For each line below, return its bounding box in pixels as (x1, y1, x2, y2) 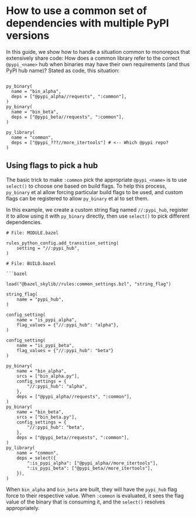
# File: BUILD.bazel (6, 260, 57, 267)
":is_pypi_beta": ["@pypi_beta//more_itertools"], (27, 465, 153, 471)
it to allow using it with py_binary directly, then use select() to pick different (6, 212, 190, 219)
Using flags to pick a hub (6, 161, 98, 171)
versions (6, 29, 50, 42)
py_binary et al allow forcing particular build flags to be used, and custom (6, 188, 183, 195)
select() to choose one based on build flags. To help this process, (6, 182, 167, 189)
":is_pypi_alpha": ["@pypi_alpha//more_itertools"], (27, 460, 159, 466)
